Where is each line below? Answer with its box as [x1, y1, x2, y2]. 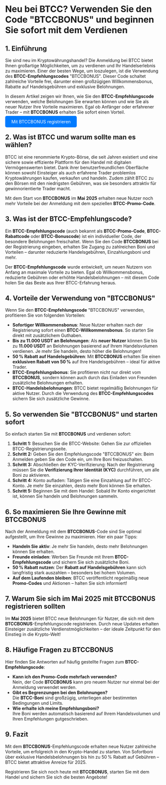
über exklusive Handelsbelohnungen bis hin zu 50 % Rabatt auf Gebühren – [5, 754, 160, 760]
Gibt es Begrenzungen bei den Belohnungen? [12, 689, 108, 695]
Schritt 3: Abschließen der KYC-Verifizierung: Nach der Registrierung [12, 462, 155, 468]
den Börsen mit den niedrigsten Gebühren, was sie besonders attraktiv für [5, 180, 157, 186]
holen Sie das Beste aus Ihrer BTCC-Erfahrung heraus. [5, 280, 116, 285]
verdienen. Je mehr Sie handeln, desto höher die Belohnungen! [12, 348, 142, 354]
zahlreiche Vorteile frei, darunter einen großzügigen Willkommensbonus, [5, 78, 154, 84]
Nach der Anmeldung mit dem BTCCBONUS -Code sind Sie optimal [5, 529, 142, 535]
